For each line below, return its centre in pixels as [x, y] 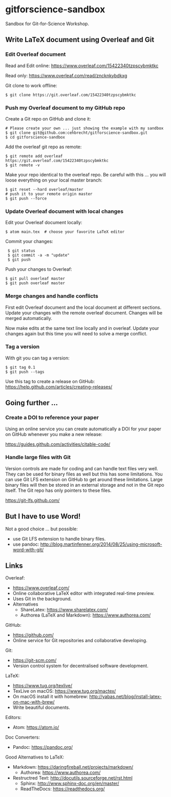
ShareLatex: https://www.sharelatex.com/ [64, 610]
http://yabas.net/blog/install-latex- [126, 696]
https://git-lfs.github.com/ [33, 500]
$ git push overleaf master [35, 283]
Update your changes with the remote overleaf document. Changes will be [84, 313]
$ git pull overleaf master [35, 279]
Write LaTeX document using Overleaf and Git [80, 40]
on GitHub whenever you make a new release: [54, 434]
